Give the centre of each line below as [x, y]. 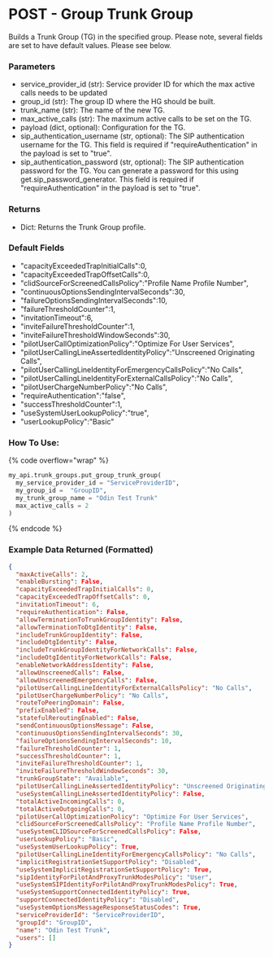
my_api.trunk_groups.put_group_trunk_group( [85, 476]
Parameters [32, 66]
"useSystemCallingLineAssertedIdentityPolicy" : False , [110, 794]
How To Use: [34, 442]
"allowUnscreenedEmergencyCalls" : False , [87, 680]
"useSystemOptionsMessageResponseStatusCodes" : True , [108, 908]
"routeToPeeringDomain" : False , [71, 703]
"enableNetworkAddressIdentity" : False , [85, 665]
